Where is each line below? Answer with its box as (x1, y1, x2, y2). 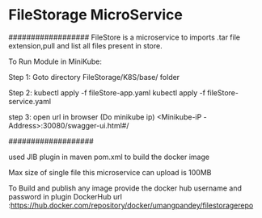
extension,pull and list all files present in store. (8, 40, 163, 50)
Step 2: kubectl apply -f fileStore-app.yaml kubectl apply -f (8, 87, 206, 98)
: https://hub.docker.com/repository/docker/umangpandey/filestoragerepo (8, 200, 254, 210)
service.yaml (8, 96, 51, 106)
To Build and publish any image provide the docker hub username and (8, 183, 243, 193)
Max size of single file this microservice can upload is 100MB (8, 167, 212, 177)
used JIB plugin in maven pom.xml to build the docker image (8, 152, 210, 161)
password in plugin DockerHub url (8, 191, 123, 201)
